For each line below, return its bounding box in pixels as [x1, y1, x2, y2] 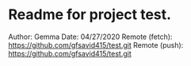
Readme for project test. [8, 6, 172, 24]
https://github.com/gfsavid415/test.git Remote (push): [8, 40, 184, 49]
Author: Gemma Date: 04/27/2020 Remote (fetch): [8, 32, 173, 41]
